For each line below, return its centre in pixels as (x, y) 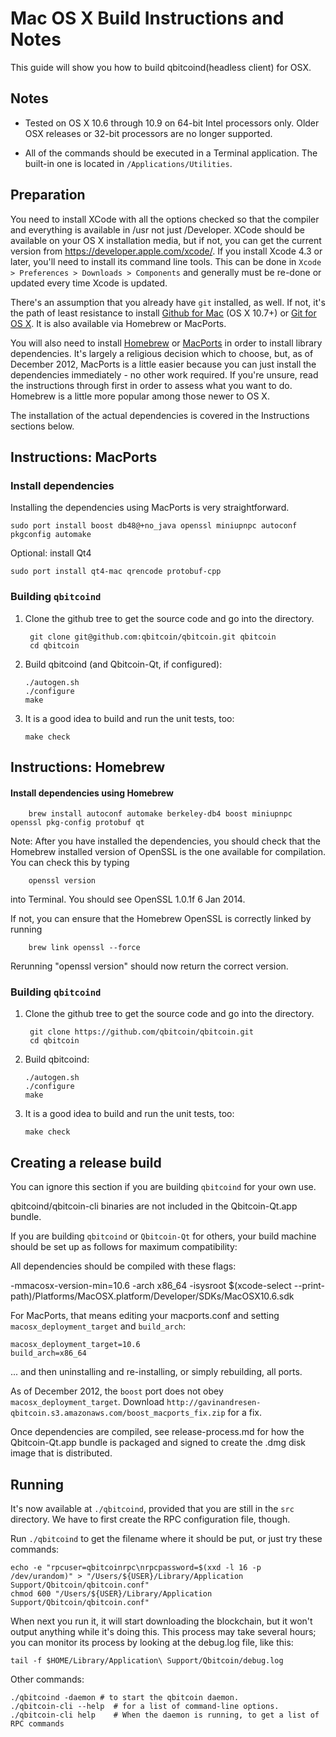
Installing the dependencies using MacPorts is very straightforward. (150, 508)
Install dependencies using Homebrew (92, 793)
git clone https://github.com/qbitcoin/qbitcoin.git (141, 1032)
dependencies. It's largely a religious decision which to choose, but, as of (162, 353)
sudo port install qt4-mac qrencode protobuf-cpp (116, 572)
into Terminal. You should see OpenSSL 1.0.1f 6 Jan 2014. (128, 899)
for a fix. (244, 1413)
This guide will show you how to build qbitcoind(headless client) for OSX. (161, 67)
